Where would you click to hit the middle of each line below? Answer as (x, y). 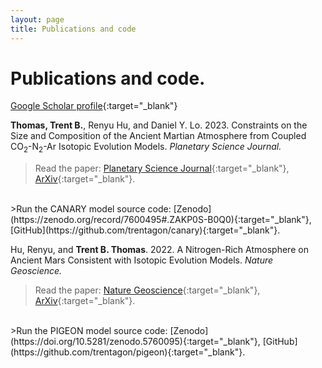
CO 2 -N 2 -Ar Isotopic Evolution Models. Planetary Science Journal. (146, 148)
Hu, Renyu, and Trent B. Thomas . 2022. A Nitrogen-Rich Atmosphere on (159, 250)
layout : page (37, 19)
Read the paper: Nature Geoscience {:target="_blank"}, (147, 290)
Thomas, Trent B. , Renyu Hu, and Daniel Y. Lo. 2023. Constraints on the (159, 125)
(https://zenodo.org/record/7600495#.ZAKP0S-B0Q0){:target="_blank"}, (161, 220)
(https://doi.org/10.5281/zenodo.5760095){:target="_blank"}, (135, 342)
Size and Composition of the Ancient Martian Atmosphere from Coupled (158, 136)
